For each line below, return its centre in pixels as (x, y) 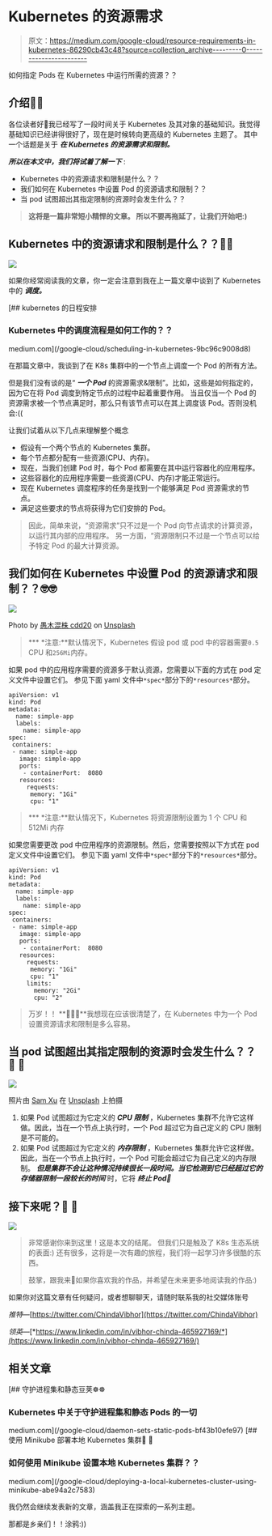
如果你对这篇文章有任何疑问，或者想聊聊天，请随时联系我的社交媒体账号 (128, 1297)
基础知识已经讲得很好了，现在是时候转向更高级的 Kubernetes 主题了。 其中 (133, 134)
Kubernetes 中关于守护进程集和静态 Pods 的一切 (103, 1412)
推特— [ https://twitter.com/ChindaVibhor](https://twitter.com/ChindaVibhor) (133, 1315)
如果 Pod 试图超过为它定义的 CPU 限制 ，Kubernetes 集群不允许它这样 (137, 1117)
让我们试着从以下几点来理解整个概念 (69, 430)
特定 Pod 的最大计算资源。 (79, 545)
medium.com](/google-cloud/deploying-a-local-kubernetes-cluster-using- (133, 1481)
